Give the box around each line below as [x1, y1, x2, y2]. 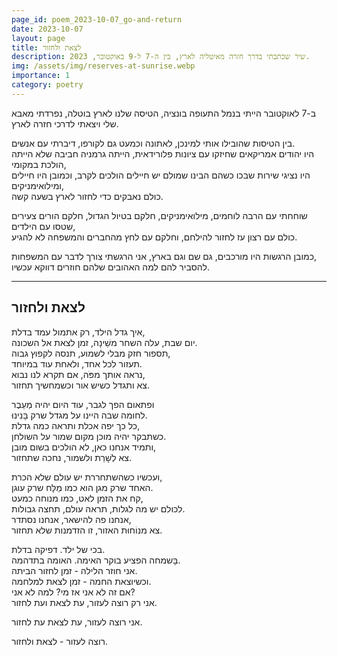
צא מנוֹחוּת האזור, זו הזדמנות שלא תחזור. [11, 524, 163, 536]
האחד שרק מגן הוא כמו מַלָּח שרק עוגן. [11, 481, 154, 493]
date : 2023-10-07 [11, 24, 84, 34]
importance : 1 [11, 71, 71, 81]
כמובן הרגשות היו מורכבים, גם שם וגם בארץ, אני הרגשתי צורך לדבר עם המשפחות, [11, 250, 318, 262]
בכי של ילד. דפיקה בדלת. [11, 543, 106, 555]
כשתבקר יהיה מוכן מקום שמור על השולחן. [11, 430, 167, 442]
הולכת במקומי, [11, 158, 67, 170]
